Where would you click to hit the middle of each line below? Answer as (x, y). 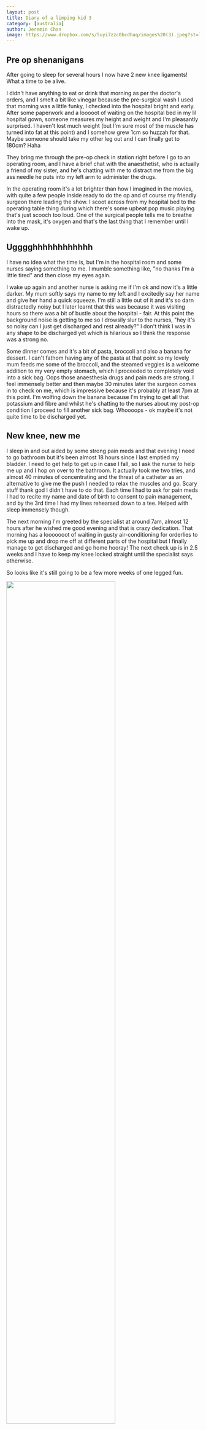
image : (15, 35)
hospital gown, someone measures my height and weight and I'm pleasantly (102, 119)
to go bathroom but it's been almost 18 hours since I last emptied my (93, 457)
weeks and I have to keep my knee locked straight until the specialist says (100, 554)
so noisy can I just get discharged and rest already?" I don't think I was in (99, 326)
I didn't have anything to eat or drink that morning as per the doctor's (93, 93)
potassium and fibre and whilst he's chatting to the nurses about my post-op (103, 403)
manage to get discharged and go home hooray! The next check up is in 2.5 (102, 547)
